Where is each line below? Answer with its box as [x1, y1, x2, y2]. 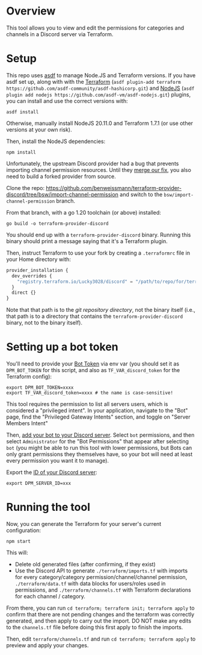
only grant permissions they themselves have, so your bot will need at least [6, 451, 193, 458]
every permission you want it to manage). [6, 457, 109, 464]
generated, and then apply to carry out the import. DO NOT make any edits [6, 617, 191, 624]
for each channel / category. [14, 593, 86, 600]
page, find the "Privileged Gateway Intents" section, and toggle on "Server [6, 413, 191, 420]
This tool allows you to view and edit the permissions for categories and [6, 24, 185, 31]
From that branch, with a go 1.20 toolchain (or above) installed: [6, 209, 161, 216]
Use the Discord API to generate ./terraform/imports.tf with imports [14, 567, 188, 574]
